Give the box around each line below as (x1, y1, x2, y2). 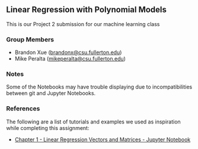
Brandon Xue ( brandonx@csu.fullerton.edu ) (14, 49, 122, 56)
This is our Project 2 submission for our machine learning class (6, 20, 160, 27)
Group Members (6, 35, 55, 43)
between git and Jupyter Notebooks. (6, 90, 96, 97)
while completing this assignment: (6, 124, 90, 131)
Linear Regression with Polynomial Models (6, 5, 167, 15)
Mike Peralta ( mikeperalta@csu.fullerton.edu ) (14, 55, 126, 62)
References (6, 104, 40, 113)
